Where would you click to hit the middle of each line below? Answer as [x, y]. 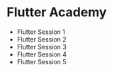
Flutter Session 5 [41, 61]
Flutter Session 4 [42, 54]
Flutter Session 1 [41, 32]
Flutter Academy [57, 12]
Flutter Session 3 [41, 47]
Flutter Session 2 [41, 39]
